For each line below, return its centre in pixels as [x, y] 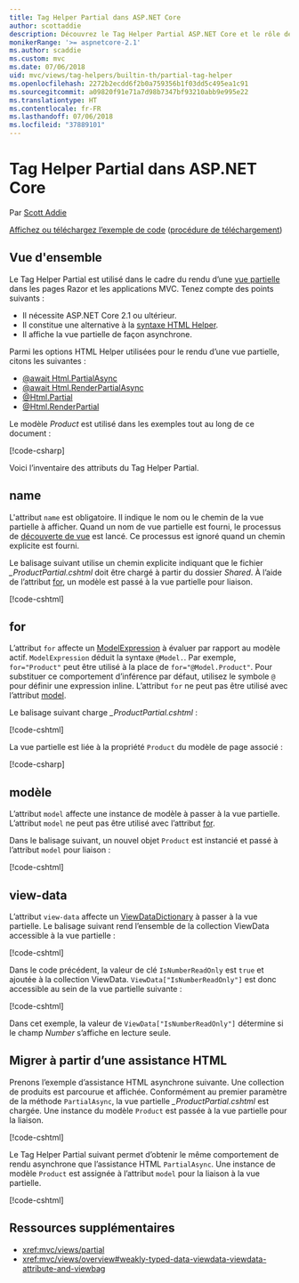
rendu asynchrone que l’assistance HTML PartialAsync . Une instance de [142, 1164]
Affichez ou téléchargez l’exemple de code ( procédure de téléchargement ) [146, 230]
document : [30, 433]
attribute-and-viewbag [64, 1268]
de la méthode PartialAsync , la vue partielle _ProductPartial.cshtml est [139, 1101]
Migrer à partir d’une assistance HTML [118, 1061]
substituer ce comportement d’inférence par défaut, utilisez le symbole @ [142, 676]
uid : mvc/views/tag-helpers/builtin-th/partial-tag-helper [121, 76]
